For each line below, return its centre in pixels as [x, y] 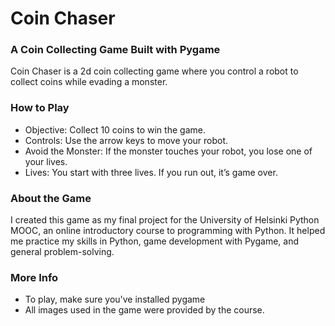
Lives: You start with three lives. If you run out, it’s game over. [151, 172]
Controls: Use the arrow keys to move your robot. [126, 140]
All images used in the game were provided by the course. [144, 310]
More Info [34, 277]
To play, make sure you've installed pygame [115, 299]
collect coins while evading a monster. [89, 82]
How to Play [40, 108]
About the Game [51, 198]
